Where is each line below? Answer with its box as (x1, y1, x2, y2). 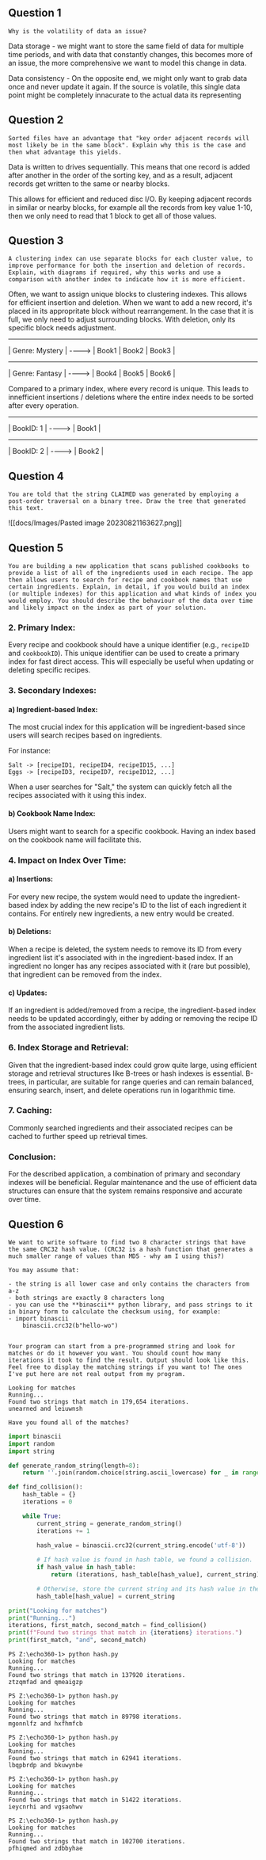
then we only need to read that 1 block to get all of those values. (8, 211, 217, 220)
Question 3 (8, 234, 64, 248)
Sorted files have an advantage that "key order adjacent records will (8, 134, 249, 142)
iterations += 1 (36, 1526, 90, 1535)
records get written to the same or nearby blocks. (8, 178, 170, 189)
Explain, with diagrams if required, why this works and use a (8, 269, 222, 276)
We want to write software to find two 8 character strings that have (8, 1238, 246, 1246)
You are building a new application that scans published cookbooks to (8, 562, 249, 570)
